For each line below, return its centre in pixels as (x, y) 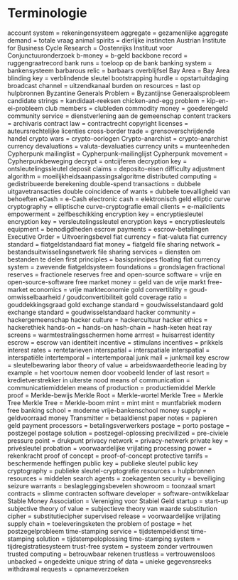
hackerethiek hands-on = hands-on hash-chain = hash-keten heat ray (110, 327)
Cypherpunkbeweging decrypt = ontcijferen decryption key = (97, 161)
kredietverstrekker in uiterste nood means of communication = (99, 380)
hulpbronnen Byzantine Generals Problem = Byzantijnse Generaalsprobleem (119, 93)
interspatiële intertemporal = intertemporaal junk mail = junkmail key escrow (118, 358)
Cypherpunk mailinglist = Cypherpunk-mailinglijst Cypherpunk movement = (118, 154)
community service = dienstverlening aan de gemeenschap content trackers (119, 116)
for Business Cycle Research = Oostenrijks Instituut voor (90, 48)
